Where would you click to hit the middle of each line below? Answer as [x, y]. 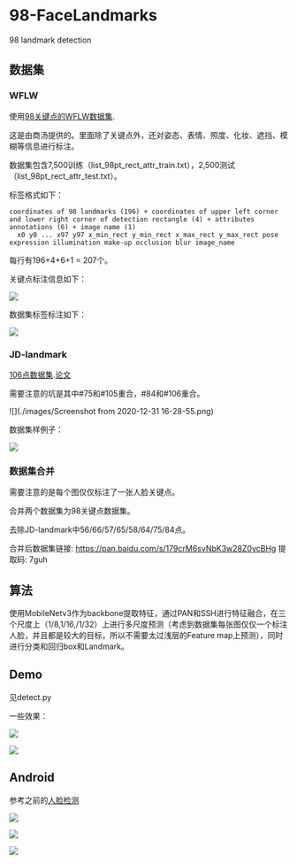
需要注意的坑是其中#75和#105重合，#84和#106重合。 [107, 393]
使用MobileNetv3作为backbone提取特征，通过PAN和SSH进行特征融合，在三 [148, 613]
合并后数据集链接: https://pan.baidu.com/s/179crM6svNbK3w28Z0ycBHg [143, 549]
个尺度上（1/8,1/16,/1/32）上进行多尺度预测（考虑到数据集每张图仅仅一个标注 [148, 624]
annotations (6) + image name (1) [73, 227]
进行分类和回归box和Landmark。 [69, 646]
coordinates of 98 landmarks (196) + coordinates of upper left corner [144, 212]
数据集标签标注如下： [48, 314]
